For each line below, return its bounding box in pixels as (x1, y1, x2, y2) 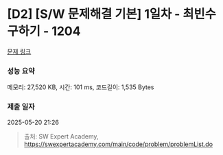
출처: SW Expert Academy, (23, 132, 99, 141)
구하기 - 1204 (7, 23, 81, 39)
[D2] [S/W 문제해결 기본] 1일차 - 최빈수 (7, 6, 216, 22)
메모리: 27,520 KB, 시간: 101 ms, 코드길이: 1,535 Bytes (7, 83, 154, 91)
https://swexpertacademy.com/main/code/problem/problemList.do (23, 140, 213, 148)
